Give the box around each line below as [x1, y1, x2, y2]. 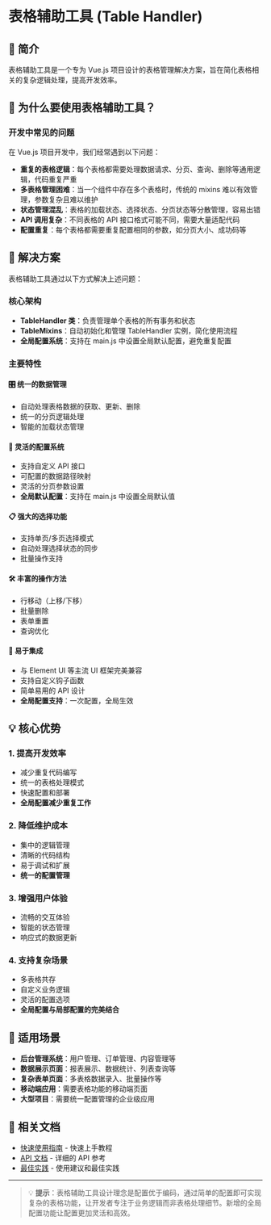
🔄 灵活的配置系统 [8, 442, 65, 451]
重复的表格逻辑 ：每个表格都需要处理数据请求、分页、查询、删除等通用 [19, 164, 254, 174]
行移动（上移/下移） [19, 595, 87, 606]
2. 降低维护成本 [8, 820, 69, 832]
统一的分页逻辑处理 [19, 411, 85, 421]
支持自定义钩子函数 [19, 675, 85, 685]
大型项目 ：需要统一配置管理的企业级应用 [19, 1094, 155, 1104]
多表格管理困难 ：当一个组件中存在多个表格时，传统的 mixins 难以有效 [19, 184, 252, 194]
